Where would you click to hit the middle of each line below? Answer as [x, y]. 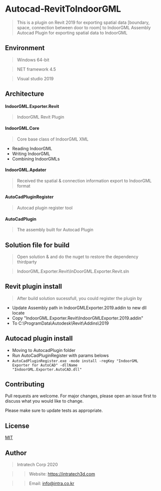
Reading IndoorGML [32, 148]
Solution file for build [37, 245]
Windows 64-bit [33, 60]
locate [18, 313]
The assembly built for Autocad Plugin [55, 230]
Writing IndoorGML [31, 154]
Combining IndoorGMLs [36, 158]
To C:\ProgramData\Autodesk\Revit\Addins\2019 [60, 323]
